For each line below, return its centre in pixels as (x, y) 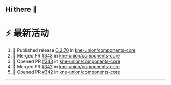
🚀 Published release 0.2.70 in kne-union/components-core (74, 50)
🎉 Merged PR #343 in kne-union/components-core (66, 56)
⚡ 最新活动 (27, 33)
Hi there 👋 (21, 9)
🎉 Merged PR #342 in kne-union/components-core (66, 67)
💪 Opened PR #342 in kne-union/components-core (66, 72)
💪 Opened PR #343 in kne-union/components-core (66, 61)
